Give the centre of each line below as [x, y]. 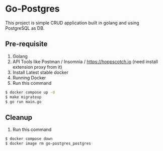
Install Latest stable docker [40, 72]
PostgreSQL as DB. [25, 28]
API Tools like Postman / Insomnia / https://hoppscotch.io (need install [85, 62]
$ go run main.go [23, 102]
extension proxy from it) [37, 67]
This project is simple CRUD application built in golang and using [72, 23]
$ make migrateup [23, 97]
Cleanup [19, 117]
